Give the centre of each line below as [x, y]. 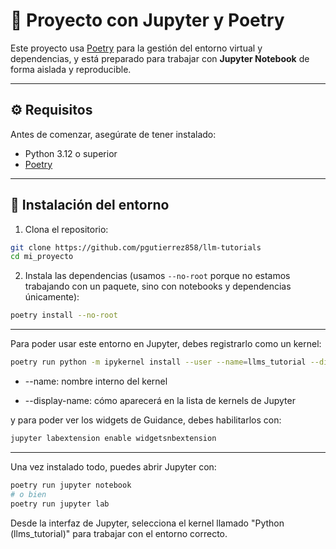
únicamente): [52, 297]
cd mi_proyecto [42, 257]
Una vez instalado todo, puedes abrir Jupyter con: [113, 466]
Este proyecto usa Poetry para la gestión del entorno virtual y [136, 48]
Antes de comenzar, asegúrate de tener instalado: [113, 134]
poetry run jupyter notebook [71, 485]
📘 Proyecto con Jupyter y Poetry [147, 20]
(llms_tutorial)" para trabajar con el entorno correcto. [119, 533]
